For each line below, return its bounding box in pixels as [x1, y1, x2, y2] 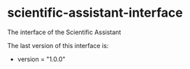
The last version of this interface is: [7, 41, 109, 49]
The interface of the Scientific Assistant [7, 28, 122, 36]
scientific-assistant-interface [7, 5, 183, 21]
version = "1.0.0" [17, 54, 66, 63]
